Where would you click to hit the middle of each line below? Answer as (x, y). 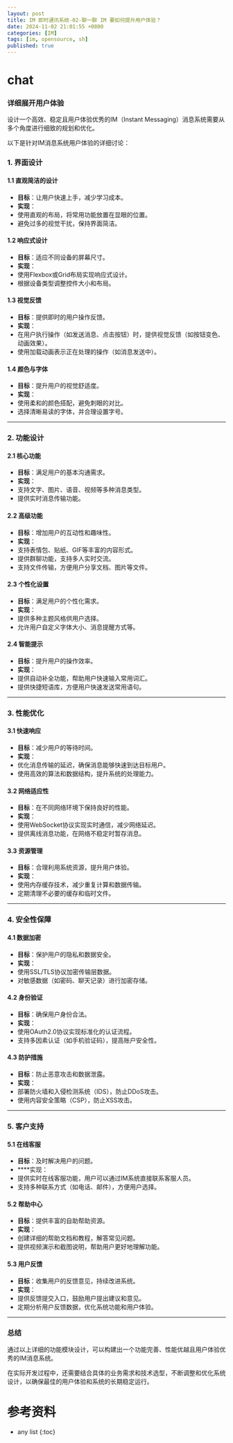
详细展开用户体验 (36, 103)
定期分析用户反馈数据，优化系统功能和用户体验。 (87, 1307)
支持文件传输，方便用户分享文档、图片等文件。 (84, 567)
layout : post (26, 14)
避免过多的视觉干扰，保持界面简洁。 (69, 223)
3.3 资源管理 (25, 851)
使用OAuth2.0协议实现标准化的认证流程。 (76, 1032)
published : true (31, 46)
